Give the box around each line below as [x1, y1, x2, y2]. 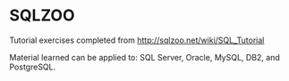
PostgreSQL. [9, 61, 56, 72]
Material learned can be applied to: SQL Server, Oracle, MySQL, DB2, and [9, 52, 280, 62]
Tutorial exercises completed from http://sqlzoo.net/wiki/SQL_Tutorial [9, 35, 265, 45]
